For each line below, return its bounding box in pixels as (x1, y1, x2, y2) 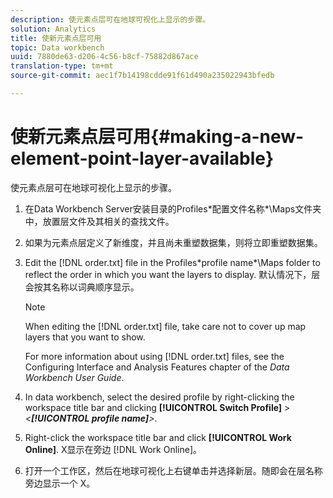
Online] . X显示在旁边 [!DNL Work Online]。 (24, 443, 203, 455)
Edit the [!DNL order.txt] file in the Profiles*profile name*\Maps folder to (24, 256, 321, 268)
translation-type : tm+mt (10, 61, 114, 71)
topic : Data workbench (10, 42, 105, 53)
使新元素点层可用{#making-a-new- (10, 126, 305, 148)
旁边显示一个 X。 (24, 477, 96, 489)
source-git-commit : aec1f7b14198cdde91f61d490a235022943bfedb (10, 71, 275, 81)
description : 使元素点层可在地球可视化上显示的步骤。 (10, 14, 211, 25)
